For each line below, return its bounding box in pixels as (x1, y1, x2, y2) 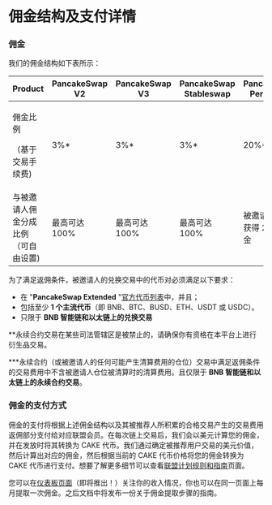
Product (12, 83, 45, 94)
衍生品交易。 (8, 340, 51, 350)
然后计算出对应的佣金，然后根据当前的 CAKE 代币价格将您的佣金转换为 (8, 450, 244, 460)
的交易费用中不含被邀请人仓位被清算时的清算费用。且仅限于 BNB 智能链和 (8, 367, 254, 378)
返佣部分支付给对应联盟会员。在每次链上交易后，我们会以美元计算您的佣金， (8, 429, 264, 439)
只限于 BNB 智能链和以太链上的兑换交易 (19, 313, 153, 322)
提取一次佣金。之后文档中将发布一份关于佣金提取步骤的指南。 (15, 488, 221, 498)
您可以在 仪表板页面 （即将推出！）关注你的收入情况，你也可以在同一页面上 (8, 477, 257, 487)
